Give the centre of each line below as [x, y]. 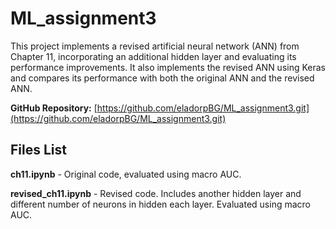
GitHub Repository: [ [54, 108]
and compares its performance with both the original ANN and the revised [162, 78]
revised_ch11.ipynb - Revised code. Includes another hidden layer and [156, 193]
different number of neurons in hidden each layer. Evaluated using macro [160, 204]
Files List [38, 150]
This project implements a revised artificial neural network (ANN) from [155, 46]
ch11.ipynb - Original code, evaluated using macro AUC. [126, 174]
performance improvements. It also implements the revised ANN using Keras [168, 67]
